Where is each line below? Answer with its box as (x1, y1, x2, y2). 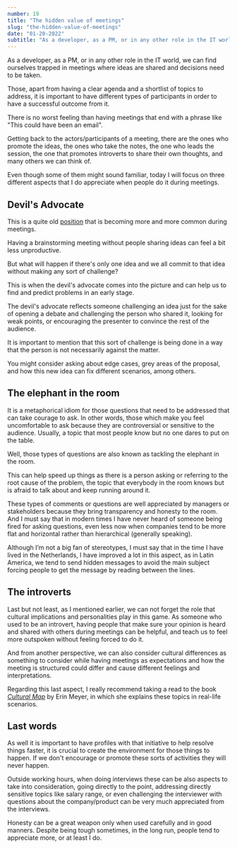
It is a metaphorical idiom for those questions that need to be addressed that (7, 406, 230, 414)
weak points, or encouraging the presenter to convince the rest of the (7, 317, 209, 325)
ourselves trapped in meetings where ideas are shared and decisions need (7, 64, 224, 72)
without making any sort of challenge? (7, 267, 119, 275)
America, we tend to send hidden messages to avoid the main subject (7, 558, 210, 567)
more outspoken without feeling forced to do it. (7, 634, 145, 643)
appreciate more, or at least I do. (7, 833, 102, 842)
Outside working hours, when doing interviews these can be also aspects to (7, 775, 228, 783)
